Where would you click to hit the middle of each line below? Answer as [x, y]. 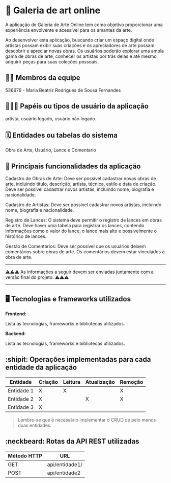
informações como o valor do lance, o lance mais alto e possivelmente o [81, 231]
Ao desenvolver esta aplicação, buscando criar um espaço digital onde [80, 40]
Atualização [100, 382]
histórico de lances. [26, 236]
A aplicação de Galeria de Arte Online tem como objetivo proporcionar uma [84, 25]
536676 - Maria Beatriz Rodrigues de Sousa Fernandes [63, 90]
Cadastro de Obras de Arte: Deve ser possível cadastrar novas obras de [81, 179]
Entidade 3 [21, 407]
